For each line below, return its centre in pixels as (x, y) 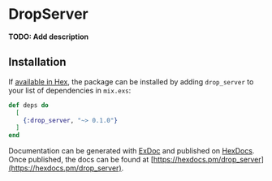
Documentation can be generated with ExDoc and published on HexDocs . (132, 151)
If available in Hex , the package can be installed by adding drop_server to (131, 81)
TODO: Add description (49, 37)
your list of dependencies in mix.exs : (70, 90)
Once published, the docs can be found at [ (81, 160)
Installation (37, 62)
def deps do (28, 105)
